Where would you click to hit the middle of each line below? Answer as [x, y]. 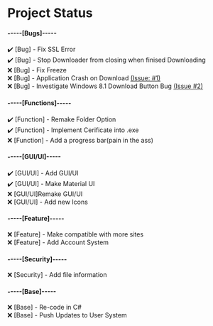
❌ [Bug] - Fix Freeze [37, 70]
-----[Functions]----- [39, 103]
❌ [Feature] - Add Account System [58, 242]
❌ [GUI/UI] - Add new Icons [48, 202]
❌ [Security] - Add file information [57, 275]
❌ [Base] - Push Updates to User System [67, 315]
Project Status [50, 13]
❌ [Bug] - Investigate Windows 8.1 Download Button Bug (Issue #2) [105, 86]
